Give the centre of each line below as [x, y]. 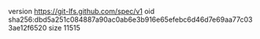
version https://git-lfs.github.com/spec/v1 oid [82, 11]
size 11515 [65, 28]
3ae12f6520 [28, 28]
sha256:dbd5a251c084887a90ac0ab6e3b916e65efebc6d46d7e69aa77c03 [130, 19]
